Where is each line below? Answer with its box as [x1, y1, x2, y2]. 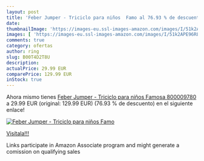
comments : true [6, 37, 45, 43]
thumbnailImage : [6, 26, 47, 32]
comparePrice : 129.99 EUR [6, 71, 72, 77]
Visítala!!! [6, 130, 29, 137]
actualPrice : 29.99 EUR [6, 65, 67, 72]
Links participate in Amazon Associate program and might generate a [6, 142, 180, 149]
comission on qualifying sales [6, 148, 81, 156]
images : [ [6, 32, 32, 38]
